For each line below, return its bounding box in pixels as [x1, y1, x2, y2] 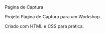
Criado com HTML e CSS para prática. [5, 23, 84, 29]
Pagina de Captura [5, 4, 44, 10]
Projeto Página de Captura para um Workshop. [5, 14, 101, 19]
